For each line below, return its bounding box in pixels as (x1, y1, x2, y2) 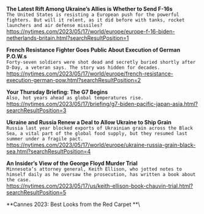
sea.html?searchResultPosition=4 (6, 148, 91, 155)
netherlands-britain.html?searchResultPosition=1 (6, 34, 129, 42)
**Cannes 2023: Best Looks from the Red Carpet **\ (6, 201, 140, 208)
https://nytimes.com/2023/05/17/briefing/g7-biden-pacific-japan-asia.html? (6, 101, 198, 107)
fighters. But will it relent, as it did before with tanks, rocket (6, 17, 185, 23)
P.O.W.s (6, 53, 28, 60)
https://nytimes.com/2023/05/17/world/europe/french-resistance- (6, 70, 173, 77)
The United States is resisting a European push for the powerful (6, 12, 179, 18)
